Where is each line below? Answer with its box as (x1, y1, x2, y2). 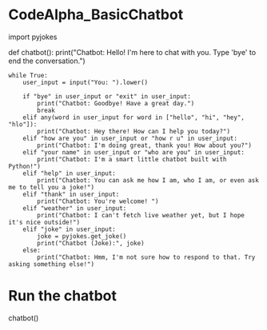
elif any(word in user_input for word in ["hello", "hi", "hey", (22, 113, 245, 121)
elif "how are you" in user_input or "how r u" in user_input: (22, 134, 238, 142)
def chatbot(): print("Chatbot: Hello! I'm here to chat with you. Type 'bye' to (8, 47, 257, 57)
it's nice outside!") (8, 218, 81, 226)
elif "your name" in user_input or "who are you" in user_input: (22, 148, 245, 157)
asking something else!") (8, 260, 94, 268)
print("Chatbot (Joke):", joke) (37, 239, 145, 247)
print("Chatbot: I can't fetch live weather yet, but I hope (37, 211, 245, 219)
